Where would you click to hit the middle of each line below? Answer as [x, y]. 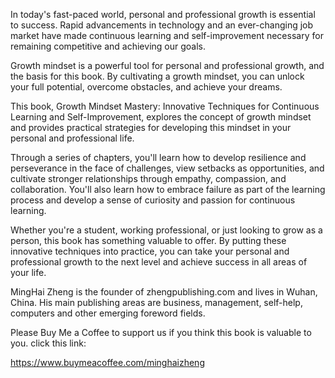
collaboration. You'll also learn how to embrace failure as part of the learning [168, 189]
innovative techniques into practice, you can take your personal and [150, 251]
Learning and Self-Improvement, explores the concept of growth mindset [161, 117]
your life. [28, 272]
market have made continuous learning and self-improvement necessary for [167, 35]
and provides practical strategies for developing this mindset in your [151, 127]
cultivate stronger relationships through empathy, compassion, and [148, 178]
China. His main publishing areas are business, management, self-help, [156, 302]
